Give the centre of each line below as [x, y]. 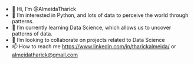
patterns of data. [32, 34]
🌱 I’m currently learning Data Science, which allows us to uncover [91, 27]
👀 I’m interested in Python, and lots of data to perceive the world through [100, 15]
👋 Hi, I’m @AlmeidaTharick [44, 9]
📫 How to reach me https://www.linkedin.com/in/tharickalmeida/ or [94, 46]
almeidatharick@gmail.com [45, 55]
